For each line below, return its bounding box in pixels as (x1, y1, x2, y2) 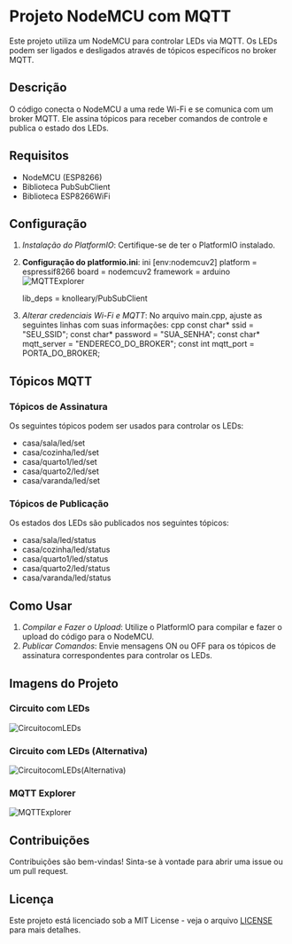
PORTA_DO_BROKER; (21, 348, 100, 358)
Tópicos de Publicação (9, 497, 109, 509)
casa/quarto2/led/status (21, 563, 111, 574)
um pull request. (9, 866, 69, 877)
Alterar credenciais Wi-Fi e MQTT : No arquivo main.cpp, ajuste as (21, 311, 263, 321)
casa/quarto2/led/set (21, 466, 100, 476)
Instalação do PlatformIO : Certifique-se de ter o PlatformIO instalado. (21, 240, 276, 250)
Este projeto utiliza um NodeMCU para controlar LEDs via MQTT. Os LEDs (9, 35, 278, 46)
